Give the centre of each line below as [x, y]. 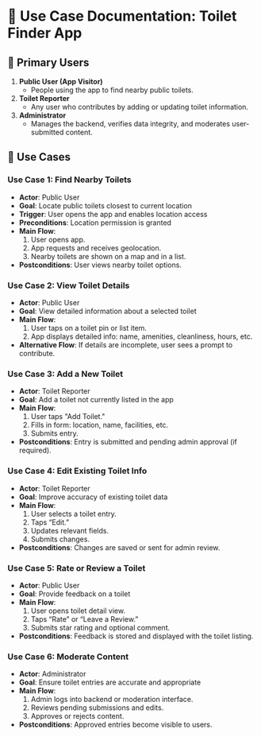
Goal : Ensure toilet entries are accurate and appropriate [110, 682]
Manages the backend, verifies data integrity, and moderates [130, 124]
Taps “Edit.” [50, 522]
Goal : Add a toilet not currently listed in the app [96, 400]
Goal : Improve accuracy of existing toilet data [93, 497]
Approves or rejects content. [77, 716]
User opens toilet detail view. [78, 611]
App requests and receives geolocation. [96, 248]
